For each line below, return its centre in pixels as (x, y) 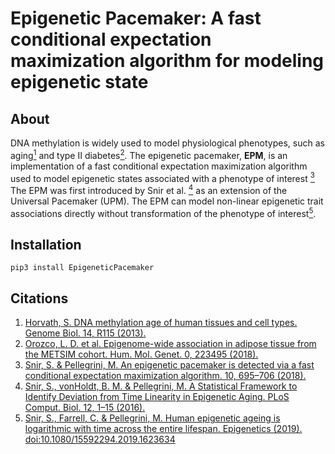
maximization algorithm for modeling (167, 61)
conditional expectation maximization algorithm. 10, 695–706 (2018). (165, 376)
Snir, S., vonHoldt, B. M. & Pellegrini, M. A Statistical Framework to (161, 386)
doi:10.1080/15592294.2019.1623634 (100, 439)
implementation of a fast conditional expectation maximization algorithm (159, 166)
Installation (46, 245)
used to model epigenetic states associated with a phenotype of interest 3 (162, 177)
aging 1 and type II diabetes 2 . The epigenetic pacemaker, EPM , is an (149, 154)
